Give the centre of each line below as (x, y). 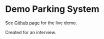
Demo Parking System (52, 9)
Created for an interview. (31, 32)
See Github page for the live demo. (41, 23)
